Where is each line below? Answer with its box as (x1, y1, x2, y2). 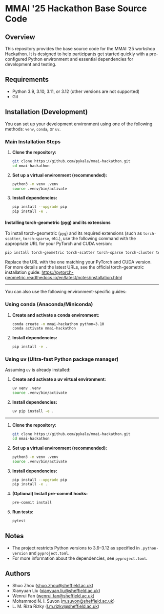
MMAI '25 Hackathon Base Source (5, 3, 147, 14)
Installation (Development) (5, 108, 88, 116)
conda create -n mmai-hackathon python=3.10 (12, 321, 104, 327)
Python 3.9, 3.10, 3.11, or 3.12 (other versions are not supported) (12, 88, 140, 94)
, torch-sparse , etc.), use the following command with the (20, 236, 136, 241)
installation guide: (5, 269, 41, 275)
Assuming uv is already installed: (5, 367, 71, 373)
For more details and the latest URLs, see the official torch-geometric (5, 264, 144, 270)
